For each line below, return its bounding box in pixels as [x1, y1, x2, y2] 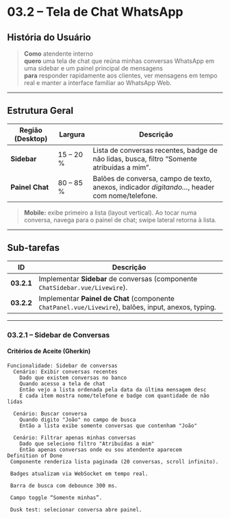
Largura [59, 130, 86, 139]
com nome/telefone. [92, 191, 158, 200]
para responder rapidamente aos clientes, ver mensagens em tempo [23, 71, 218, 80]
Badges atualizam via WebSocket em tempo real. [10, 470, 149, 477]
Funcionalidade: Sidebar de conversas [7, 362, 118, 369]
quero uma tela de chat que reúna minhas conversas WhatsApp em [23, 57, 214, 65]
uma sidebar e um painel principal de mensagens [23, 64, 163, 72]
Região [19, 125, 43, 134]
